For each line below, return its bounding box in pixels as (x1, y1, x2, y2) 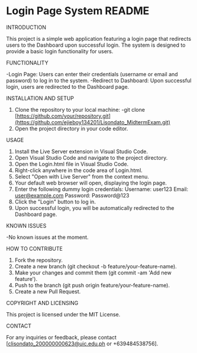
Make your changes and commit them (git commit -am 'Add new (14, 269, 172, 276)
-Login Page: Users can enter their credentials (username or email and (6, 70, 179, 77)
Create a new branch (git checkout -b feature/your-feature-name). (14, 263, 177, 270)
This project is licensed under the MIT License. (6, 310, 121, 318)
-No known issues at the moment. (6, 234, 89, 241)
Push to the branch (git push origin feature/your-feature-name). (14, 281, 170, 289)
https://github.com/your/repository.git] (17, 112, 111, 119)
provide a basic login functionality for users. (6, 47, 114, 54)
